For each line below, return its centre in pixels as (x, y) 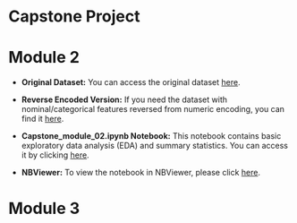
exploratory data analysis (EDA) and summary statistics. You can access (154, 146)
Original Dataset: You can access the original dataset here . (131, 82)
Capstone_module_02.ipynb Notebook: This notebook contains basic (151, 136)
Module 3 (44, 209)
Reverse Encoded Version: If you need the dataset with (124, 99)
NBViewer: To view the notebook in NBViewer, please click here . (141, 173)
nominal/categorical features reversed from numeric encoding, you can (153, 109)
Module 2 (44, 58)
